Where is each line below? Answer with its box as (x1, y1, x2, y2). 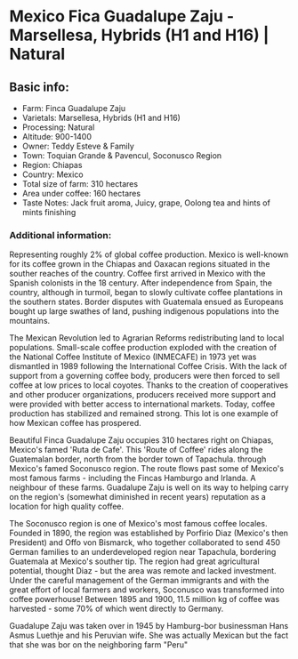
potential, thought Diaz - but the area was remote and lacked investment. (9, 566, 278, 576)
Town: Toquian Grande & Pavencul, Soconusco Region (21, 150, 222, 161)
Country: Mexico (21, 169, 84, 180)
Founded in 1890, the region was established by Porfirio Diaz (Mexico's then (9, 527, 289, 539)
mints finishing (21, 207, 77, 217)
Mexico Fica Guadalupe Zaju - (9, 6, 235, 27)
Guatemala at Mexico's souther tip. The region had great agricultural (9, 556, 260, 567)
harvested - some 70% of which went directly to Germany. (9, 603, 224, 615)
